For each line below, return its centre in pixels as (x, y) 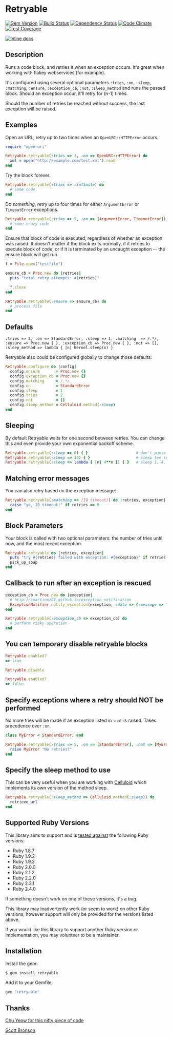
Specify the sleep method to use (58, 770)
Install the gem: (21, 964)
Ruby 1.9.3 (24, 861)
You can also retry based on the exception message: (61, 491)
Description (24, 55)
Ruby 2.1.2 (24, 872)
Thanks (18, 1008)
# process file (26, 306)
